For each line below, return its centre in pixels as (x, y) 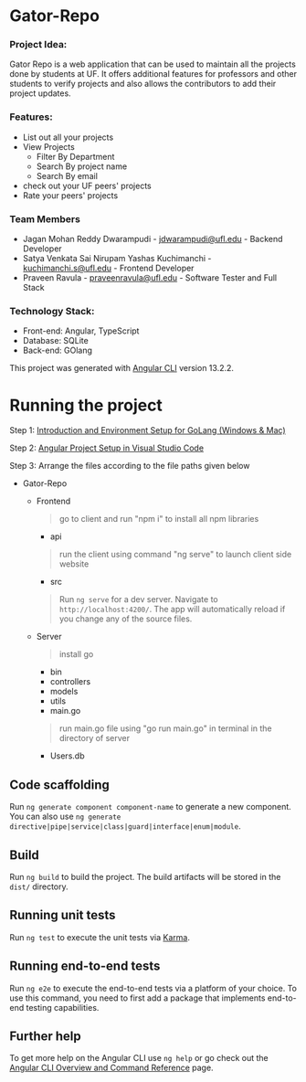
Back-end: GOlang (58, 350)
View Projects (48, 146)
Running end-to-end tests (85, 966)
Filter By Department (75, 156)
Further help (46, 1036)
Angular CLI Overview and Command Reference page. (111, 1068)
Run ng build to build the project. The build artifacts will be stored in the (145, 876)
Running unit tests (63, 915)
